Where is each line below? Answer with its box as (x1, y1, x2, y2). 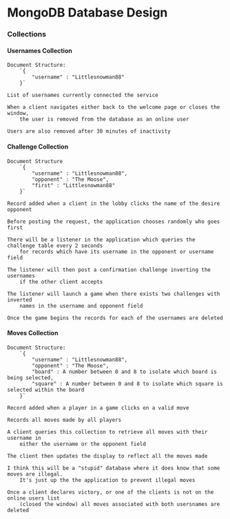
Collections (7, 30, 47, 39)
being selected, (7, 374, 54, 381)
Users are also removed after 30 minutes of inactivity (7, 128, 171, 135)
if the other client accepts (19, 278, 103, 285)
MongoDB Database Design (7, 5, 168, 21)
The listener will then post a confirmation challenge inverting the (7, 266, 211, 273)
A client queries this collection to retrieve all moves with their (7, 428, 208, 435)
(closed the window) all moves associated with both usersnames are (19, 500, 220, 507)
